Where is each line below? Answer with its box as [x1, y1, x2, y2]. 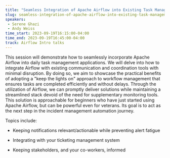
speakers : [5, 17, 26, 22]
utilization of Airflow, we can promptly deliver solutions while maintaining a [5, 86, 161, 92]
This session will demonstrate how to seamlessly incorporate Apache [5, 54, 150, 60]
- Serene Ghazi [7, 21, 39, 27]
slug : [5, 12, 17, 17]
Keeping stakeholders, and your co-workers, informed [12, 147, 126, 153]
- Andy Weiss [7, 26, 35, 31]
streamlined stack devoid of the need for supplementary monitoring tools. [5, 91, 159, 97]
